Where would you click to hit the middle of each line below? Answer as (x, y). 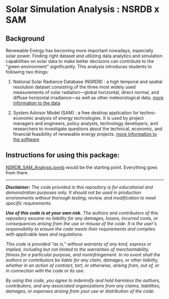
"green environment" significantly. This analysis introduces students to (79, 67)
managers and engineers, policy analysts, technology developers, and (86, 123)
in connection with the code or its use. (45, 270)
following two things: (27, 72)
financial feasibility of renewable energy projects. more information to (85, 134)
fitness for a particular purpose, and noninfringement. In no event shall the (83, 254)
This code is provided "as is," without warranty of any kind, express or (79, 244)
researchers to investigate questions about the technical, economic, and (88, 129)
